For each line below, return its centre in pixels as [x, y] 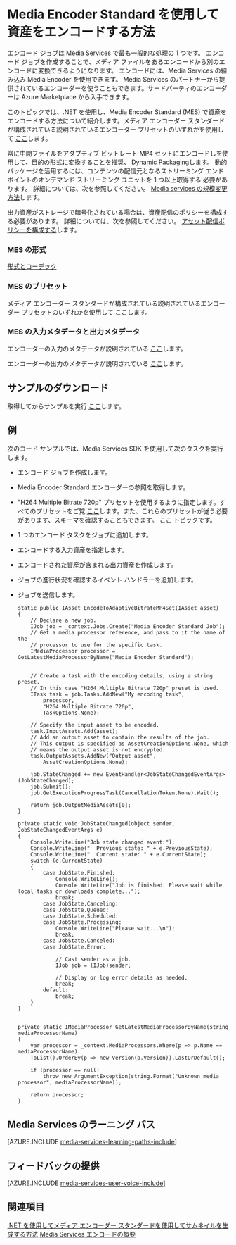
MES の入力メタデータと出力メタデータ [74, 332]
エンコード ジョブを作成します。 [64, 473]
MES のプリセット [38, 287]
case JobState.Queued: [76, 910]
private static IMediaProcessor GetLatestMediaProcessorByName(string [123, 1027]
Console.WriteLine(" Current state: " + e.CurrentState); [119, 855]
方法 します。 [26, 197]
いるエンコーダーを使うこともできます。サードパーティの [114, 88]
